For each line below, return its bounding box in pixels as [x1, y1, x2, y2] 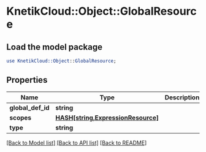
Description [164, 93, 200, 102]
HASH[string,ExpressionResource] [55, 113, 159, 122]
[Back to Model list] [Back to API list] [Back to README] [6, 139, 147, 146]
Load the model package [6, 42, 103, 52]
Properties [6, 75, 48, 85]
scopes [9, 113, 32, 122]
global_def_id [9, 103, 50, 112]
